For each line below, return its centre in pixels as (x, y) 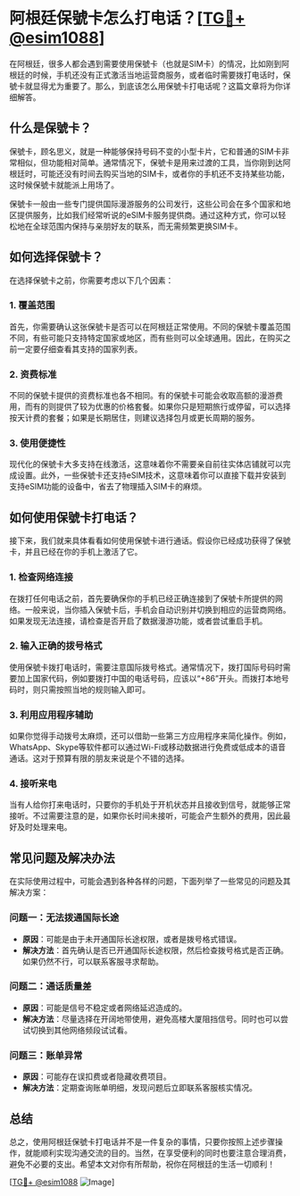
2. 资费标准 (33, 374)
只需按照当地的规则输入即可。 (95, 690)
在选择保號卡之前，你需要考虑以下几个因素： (92, 280)
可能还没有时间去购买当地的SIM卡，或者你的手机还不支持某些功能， (165, 173)
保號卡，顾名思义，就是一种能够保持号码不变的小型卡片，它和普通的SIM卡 (146, 151)
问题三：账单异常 (46, 1055)
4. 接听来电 (33, 784)
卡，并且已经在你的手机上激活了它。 (76, 552)
